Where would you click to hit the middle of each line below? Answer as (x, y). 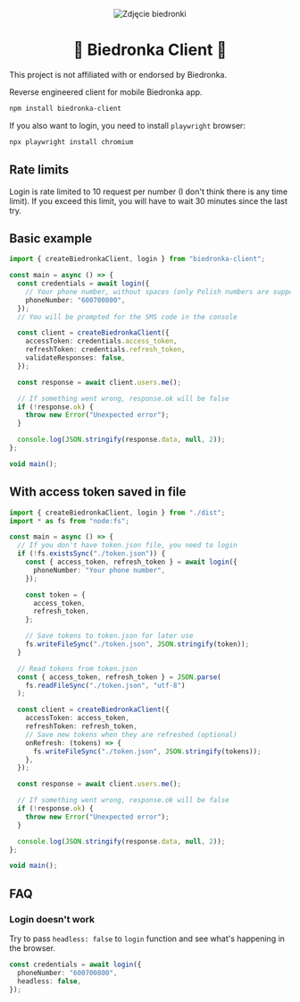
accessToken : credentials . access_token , (101, 341)
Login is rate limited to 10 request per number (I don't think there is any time (149, 191)
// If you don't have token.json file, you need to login (128, 546)
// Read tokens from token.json (78, 668)
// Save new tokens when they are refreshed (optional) (132, 735)
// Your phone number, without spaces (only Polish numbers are (147, 292)
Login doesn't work (52, 919)
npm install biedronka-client (66, 108)
